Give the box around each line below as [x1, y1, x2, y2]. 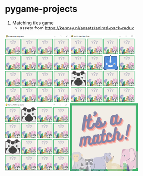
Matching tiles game [12, 20, 54, 26]
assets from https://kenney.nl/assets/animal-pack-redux [19, 25, 134, 30]
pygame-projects [5, 3, 78, 15]
